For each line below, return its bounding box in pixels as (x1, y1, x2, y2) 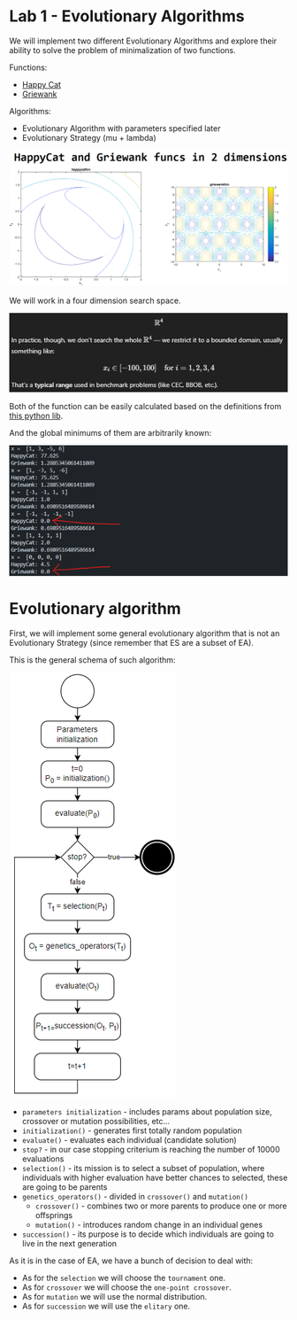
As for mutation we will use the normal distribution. (21, 1291, 208, 1301)
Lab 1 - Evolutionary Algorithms (9, 6, 245, 27)
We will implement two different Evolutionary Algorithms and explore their (9, 35, 278, 46)
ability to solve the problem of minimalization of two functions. (9, 44, 236, 55)
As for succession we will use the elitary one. (21, 1301, 191, 1311)
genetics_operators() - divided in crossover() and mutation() (21, 1191, 249, 1201)
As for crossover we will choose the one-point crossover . (21, 1282, 232, 1293)
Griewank (21, 89, 57, 99)
